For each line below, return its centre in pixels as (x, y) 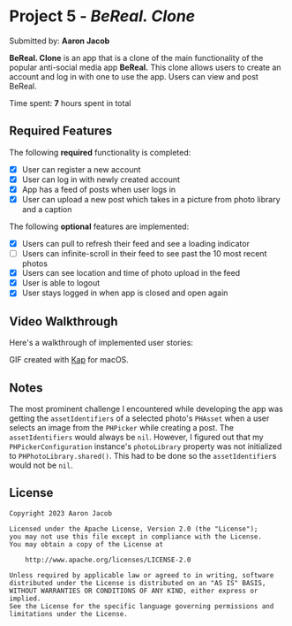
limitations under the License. (68, 614)
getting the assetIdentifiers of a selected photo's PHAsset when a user (139, 418)
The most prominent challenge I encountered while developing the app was (146, 408)
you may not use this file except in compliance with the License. (136, 537)
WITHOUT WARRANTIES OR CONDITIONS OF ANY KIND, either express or (134, 591)
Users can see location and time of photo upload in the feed (131, 273)
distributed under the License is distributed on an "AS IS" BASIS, (138, 583)
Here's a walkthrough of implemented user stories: (101, 343)
